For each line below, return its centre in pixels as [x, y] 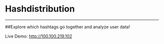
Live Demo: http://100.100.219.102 [39, 36]
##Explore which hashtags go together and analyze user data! [68, 27]
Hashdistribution [40, 9]
